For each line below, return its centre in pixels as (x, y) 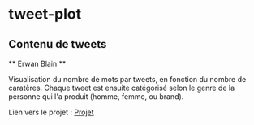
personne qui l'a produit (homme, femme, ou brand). (96, 97)
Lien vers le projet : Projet (52, 112)
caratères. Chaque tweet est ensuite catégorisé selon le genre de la (122, 88)
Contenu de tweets (58, 44)
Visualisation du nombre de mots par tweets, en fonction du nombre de (127, 79)
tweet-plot (45, 14)
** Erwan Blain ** (37, 63)
